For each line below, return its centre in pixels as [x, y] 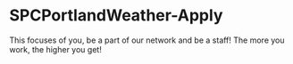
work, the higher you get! [56, 49]
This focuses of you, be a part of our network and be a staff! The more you [147, 40]
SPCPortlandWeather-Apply [116, 16]
